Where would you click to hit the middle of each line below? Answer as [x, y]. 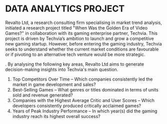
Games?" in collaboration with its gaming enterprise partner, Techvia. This [81, 33]
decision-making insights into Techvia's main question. [62, 69]
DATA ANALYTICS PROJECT [65, 9]
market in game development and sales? [54, 84]
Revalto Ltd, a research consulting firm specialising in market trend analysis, [84, 22]
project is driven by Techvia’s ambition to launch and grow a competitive [79, 38]
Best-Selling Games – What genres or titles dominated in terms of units [85, 89]
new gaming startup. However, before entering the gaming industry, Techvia [84, 43]
